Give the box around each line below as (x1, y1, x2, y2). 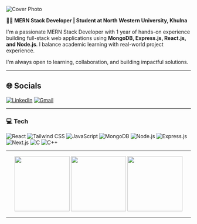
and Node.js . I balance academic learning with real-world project (6, 41, 164, 48)
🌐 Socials (6, 81, 42, 91)
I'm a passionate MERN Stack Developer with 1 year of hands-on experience (6, 28, 191, 35)
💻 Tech (6, 117, 28, 125)
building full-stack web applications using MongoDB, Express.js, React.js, (6, 35, 186, 41)
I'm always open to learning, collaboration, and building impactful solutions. (6, 59, 189, 65)
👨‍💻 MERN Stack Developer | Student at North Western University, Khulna (6, 17, 188, 24)
